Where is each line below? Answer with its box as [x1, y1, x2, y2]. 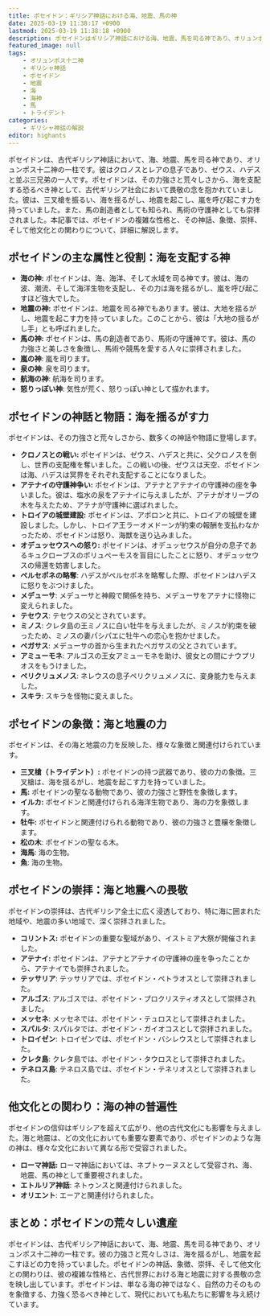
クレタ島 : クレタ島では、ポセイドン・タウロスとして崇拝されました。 [19, 1054, 250, 1063]
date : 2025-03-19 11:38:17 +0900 [8, 19, 121, 27]
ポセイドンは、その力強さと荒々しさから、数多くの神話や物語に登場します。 [8, 433, 261, 442]
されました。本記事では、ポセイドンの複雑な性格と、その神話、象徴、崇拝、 [8, 215, 262, 224]
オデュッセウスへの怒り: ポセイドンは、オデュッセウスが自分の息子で [19, 541, 251, 550]
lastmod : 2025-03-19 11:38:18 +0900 [8, 27, 131, 35]
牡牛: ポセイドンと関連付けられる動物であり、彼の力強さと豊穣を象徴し [19, 817, 257, 827]
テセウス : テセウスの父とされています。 [19, 611, 150, 620]
